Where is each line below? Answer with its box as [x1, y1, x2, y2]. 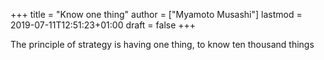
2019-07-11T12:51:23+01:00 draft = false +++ [10, 19, 197, 31]
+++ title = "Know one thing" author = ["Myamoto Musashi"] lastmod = [10, 9, 303, 20]
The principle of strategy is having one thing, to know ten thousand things [10, 39, 315, 50]
